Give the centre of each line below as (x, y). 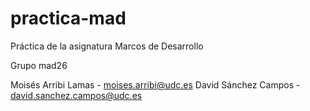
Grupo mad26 (39, 65)
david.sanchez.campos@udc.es (76, 95)
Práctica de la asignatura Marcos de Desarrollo (107, 46)
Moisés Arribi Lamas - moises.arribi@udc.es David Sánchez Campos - (155, 84)
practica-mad (68, 18)
